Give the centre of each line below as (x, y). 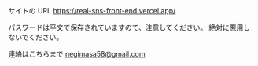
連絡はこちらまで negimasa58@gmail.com (77, 54)
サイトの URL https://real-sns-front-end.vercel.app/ (92, 11)
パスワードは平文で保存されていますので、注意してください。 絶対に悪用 (126, 27)
